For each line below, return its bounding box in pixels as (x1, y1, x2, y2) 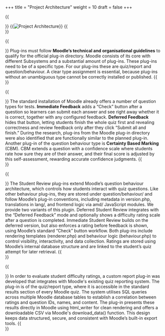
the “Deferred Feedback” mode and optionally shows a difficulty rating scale (5, 212, 161, 218)
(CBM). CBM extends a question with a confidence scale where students (5, 146, 153, 151)
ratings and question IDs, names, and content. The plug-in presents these (5, 299, 155, 305)
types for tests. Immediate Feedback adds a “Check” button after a (5, 104, 142, 109)
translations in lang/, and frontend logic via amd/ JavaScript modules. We (5, 202, 154, 207)
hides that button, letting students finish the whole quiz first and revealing (5, 120, 155, 125)
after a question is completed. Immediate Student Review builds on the (5, 217, 149, 223)
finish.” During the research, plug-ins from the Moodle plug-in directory (5, 130, 150, 135)
